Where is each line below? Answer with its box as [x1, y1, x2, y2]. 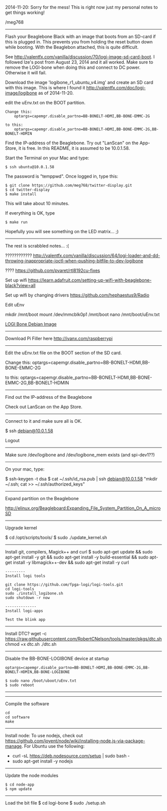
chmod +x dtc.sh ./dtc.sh [5, 641, 57, 647]
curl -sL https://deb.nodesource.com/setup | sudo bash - [12, 753, 130, 759]
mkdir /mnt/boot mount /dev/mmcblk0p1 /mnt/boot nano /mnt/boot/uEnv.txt [5, 311, 160, 317]
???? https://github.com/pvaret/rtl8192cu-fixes [5, 268, 100, 273]
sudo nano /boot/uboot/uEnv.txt [9, 678, 77, 683]
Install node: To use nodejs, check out [5, 733, 83, 738]
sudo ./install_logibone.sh [5, 591, 64, 596]
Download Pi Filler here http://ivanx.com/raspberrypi [5, 335, 113, 341]
